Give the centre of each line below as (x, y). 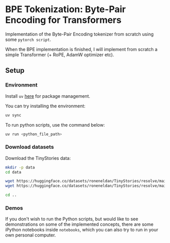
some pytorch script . (28, 39)
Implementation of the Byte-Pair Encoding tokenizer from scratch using (79, 34)
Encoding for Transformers (63, 20)
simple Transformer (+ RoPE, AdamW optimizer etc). (60, 55)
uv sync (13, 115)
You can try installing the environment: (46, 106)
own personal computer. (31, 235)
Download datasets (30, 147)
